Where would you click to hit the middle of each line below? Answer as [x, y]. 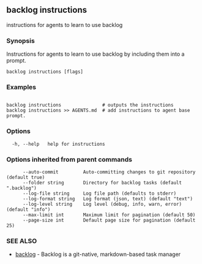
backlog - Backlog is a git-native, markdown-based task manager [98, 254]
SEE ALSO [22, 241]
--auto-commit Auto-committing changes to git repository [109, 172]
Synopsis [21, 40]
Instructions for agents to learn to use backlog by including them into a [95, 54]
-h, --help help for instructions [58, 144]
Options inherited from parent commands [69, 159]
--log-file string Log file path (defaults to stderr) [99, 194]
